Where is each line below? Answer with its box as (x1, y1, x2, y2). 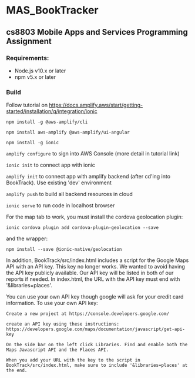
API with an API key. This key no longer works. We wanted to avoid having (6, 263, 185, 270)
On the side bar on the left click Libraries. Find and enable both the (6, 342, 188, 348)
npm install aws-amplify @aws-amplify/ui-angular (6, 130, 130, 135)
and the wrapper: (6, 235, 48, 242)
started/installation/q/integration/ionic (6, 108, 98, 115)
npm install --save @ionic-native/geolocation (6, 247, 122, 253)
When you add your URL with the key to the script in (6, 357, 141, 363)
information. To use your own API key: (6, 300, 98, 307)
